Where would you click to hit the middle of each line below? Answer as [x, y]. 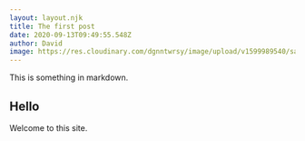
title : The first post [52, 26]
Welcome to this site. [49, 127]
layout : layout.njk [46, 18]
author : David [36, 43]
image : [22, 52]
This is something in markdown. [69, 77]
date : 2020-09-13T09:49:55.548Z [70, 35]
